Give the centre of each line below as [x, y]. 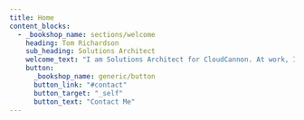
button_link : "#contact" [80, 85]
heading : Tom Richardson [72, 43]
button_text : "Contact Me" [84, 102]
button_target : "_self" [78, 93]
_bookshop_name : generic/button [94, 77]
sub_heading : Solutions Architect [90, 51]
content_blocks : [40, 26]
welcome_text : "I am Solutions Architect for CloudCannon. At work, [157, 60]
